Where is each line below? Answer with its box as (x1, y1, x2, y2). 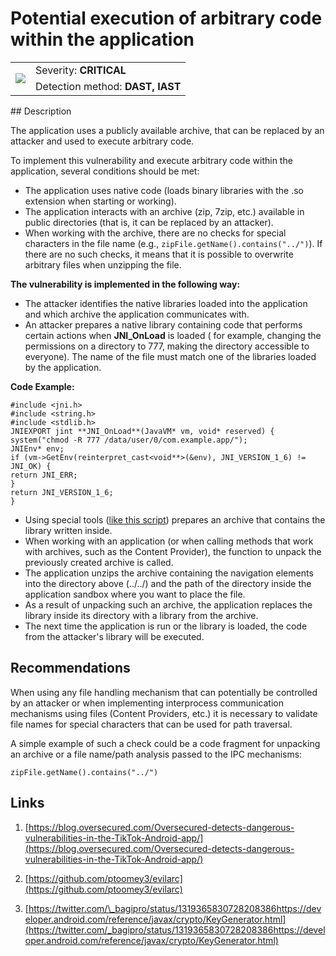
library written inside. (24, 524, 113, 536)
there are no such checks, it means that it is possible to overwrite (24, 248, 294, 260)
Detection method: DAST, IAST (35, 79, 182, 93)
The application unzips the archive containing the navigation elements (24, 567, 314, 579)
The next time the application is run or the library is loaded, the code (24, 620, 308, 632)
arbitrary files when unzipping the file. (24, 258, 182, 271)
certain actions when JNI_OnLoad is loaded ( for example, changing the (24, 329, 322, 341)
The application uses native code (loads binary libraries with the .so (24, 184, 304, 196)
